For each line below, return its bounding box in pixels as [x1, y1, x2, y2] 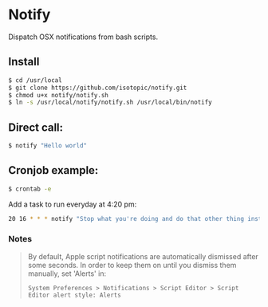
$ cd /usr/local [8, 76, 62, 85]
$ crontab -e [8, 185, 52, 193]
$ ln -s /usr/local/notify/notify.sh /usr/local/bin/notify [8, 98, 213, 107]
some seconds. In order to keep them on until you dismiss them [27, 260, 237, 270]
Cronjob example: [8, 163, 99, 177]
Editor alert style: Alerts [27, 291, 121, 299]
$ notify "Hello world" [8, 142, 88, 150]
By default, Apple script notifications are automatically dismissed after [27, 251, 259, 261]
